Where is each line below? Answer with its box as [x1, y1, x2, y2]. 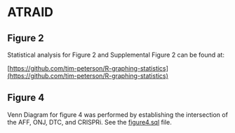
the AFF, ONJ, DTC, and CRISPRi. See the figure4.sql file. [7, 118, 172, 126]
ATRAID [7, 4, 54, 20]
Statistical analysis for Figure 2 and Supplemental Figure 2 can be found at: [7, 50, 224, 59]
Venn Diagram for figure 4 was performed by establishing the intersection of [7, 110, 228, 119]
